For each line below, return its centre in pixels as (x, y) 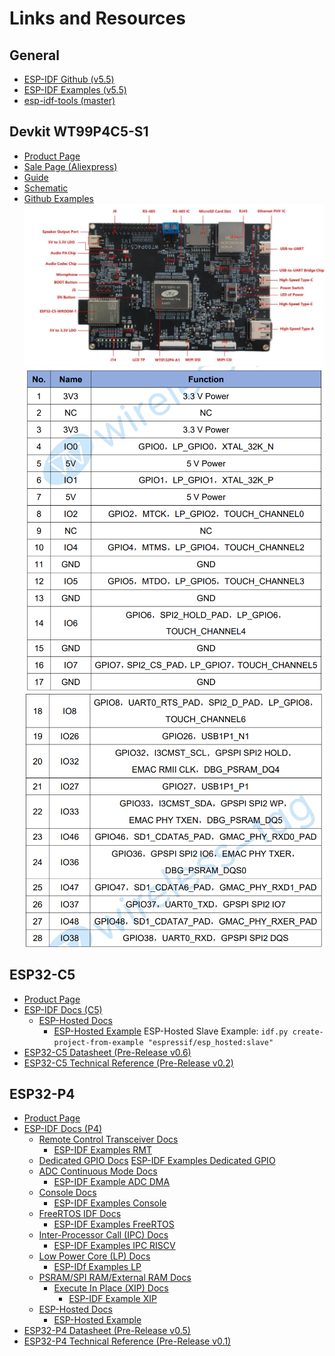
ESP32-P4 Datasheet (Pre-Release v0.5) (107, 1331)
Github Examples (58, 198)
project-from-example (98, 1042)
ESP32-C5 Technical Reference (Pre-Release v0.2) (128, 1063)
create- (308, 1032)
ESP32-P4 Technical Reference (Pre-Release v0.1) (127, 1341)
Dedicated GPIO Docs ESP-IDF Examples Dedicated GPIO (157, 1161)
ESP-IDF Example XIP (112, 1299)
